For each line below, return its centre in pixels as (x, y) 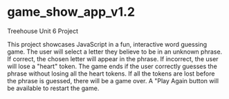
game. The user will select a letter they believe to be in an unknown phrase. (115, 52)
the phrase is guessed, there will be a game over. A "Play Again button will (113, 80)
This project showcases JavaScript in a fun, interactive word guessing (107, 44)
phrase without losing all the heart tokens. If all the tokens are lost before (111, 74)
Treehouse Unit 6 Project (43, 31)
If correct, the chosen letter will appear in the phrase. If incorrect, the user (113, 58)
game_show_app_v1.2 (71, 12)
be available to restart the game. (53, 88)
